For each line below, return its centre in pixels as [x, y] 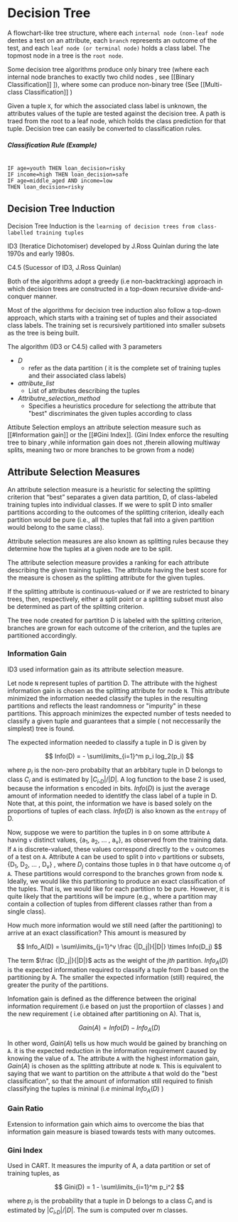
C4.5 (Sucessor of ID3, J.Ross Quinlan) [65, 267]
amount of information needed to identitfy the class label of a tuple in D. [112, 796]
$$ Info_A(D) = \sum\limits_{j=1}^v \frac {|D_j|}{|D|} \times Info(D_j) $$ [119, 947]
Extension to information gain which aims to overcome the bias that [106, 1124]
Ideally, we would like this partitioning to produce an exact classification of [117, 882]
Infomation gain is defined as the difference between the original [102, 998]
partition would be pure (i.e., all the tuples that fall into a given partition [111, 519]
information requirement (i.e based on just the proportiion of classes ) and [115, 1006]
